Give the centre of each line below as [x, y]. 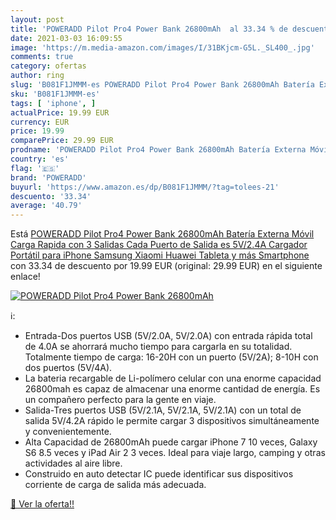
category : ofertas [48, 66]
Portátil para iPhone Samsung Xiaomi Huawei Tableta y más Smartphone [160, 255]
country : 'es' [40, 159]
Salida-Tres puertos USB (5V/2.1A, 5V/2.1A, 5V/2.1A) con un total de [163, 410]
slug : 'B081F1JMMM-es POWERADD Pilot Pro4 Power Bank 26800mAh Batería [162, 85]
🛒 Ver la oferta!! [42, 504]
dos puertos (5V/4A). [68, 368]
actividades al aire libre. [73, 463]
